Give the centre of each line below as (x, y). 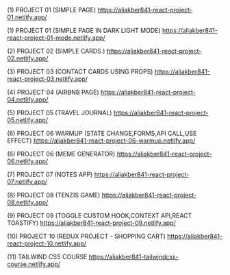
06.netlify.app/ (28, 161)
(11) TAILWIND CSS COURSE (47, 257)
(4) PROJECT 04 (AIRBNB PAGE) (53, 92)
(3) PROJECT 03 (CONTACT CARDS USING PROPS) (80, 72)
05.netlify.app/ (28, 120)
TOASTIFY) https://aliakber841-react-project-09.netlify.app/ (92, 223)
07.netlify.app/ (27, 182)
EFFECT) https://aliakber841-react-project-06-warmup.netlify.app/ (101, 141)
